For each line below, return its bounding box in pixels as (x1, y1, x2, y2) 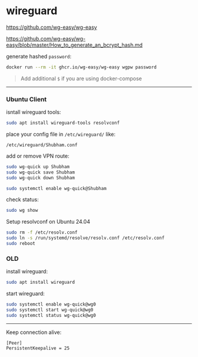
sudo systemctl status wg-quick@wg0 (6, 312, 96, 318)
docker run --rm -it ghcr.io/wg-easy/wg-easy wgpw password (6, 64, 157, 70)
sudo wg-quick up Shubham (6, 163, 70, 169)
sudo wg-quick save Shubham (6, 169, 75, 175)
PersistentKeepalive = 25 (6, 345, 70, 351)
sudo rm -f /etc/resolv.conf (6, 230, 78, 235)
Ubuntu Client (6, 95, 47, 103)
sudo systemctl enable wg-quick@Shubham (6, 185, 107, 191)
